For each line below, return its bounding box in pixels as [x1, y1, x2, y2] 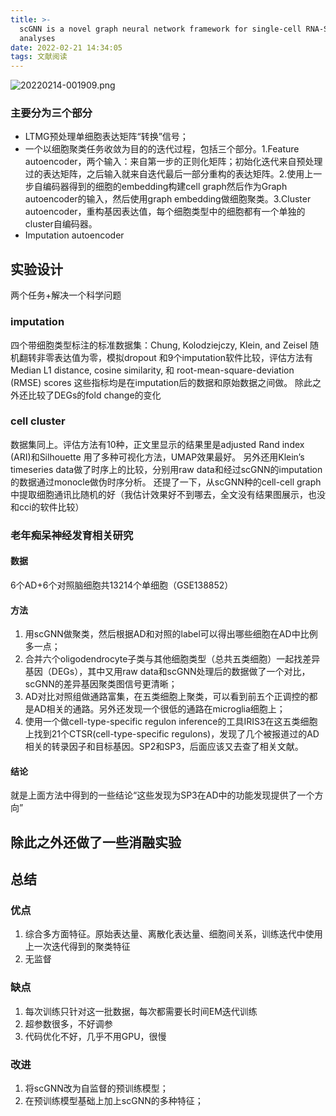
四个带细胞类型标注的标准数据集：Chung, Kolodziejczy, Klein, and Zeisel [10, 339, 308, 351]
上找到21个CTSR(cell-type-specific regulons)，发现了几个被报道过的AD [24, 728, 320, 740]
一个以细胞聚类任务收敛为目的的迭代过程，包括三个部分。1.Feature [24, 143, 300, 155]
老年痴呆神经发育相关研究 [10, 528, 134, 542]
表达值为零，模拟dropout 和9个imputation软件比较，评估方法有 [53, 351, 314, 363]
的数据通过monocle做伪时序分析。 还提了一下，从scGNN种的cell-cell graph [10, 476, 322, 488]
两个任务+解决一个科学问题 [10, 289, 122, 301]
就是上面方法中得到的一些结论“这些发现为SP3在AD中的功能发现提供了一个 [10, 789, 315, 801]
